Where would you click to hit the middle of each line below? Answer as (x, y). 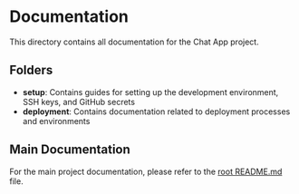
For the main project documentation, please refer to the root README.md (146, 171)
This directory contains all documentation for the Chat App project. (135, 42)
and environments (56, 121)
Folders (31, 70)
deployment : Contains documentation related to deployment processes (156, 112)
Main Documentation (70, 150)
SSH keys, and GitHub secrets (79, 102)
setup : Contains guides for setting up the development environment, (150, 92)
